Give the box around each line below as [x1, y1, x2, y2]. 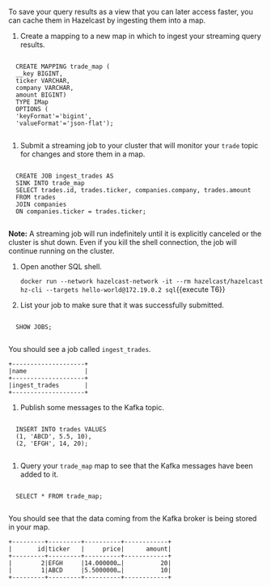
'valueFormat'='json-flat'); [15, 119, 114, 127]
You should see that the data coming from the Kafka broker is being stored [8, 514, 257, 523]
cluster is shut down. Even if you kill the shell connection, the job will [8, 238, 237, 246]
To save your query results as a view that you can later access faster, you [8, 7, 253, 16]
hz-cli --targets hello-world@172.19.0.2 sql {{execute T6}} [19, 285, 226, 294]
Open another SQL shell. [19, 262, 103, 271]
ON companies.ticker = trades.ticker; [15, 208, 147, 216]
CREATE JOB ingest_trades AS [15, 172, 114, 180]
